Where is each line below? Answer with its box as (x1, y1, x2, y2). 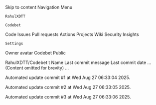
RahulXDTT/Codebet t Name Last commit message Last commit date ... (5, 59, 152, 65)
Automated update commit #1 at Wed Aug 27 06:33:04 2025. (5, 74, 131, 80)
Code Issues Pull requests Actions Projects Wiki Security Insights (5, 31, 139, 37)
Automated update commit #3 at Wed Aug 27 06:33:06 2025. (5, 94, 131, 99)
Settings (5, 41, 23, 46)
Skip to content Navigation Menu (5, 4, 73, 10)
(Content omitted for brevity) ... (5, 65, 69, 70)
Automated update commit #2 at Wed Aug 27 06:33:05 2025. (5, 84, 131, 90)
